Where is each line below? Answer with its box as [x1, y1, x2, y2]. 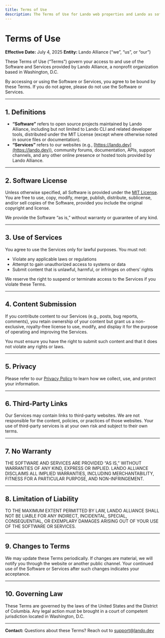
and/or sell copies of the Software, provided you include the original [5, 200, 143, 206]
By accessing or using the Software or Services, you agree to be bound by [5, 79, 156, 85]
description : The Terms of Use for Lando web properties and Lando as [5, 12, 153, 17]
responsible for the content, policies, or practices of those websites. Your [5, 418, 154, 424]
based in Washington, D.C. [5, 69, 59, 75]
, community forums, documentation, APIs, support [51, 147, 155, 153]
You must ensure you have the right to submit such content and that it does [5, 338, 158, 344]
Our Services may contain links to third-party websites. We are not [5, 412, 140, 418]
